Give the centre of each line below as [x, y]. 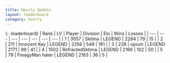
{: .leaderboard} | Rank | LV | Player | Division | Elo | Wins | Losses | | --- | [82, 34]
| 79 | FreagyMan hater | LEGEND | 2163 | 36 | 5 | [56, 55]
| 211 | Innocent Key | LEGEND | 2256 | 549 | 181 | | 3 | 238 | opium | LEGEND [85, 44]
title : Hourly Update [28, 10]
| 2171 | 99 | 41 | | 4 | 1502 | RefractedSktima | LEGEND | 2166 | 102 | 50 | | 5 [84, 50]
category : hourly [24, 19]
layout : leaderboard [27, 15]
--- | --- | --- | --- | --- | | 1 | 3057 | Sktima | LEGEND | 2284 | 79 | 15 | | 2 [87, 39]
